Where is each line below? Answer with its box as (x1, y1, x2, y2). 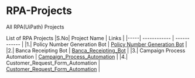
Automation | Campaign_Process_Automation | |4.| (6, 53, 128, 60)
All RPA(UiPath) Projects (6, 23, 64, 30)
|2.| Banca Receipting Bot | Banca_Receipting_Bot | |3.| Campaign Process (6, 47, 186, 54)
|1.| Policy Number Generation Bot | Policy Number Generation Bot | (25, 41, 187, 48)
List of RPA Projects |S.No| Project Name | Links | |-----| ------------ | (6, 34, 175, 41)
